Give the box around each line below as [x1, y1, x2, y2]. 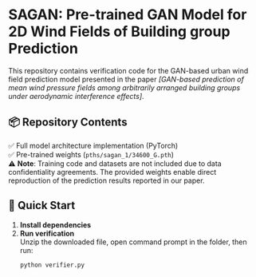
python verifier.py [19, 261, 85, 269]
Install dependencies [19, 220, 92, 229]
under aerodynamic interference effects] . [8, 91, 145, 101]
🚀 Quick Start [8, 199, 76, 212]
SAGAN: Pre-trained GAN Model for [8, 6, 247, 24]
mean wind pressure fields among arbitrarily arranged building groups [8, 82, 241, 93]
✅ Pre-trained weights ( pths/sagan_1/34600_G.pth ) [8, 149, 174, 159]
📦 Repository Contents [8, 116, 128, 129]
